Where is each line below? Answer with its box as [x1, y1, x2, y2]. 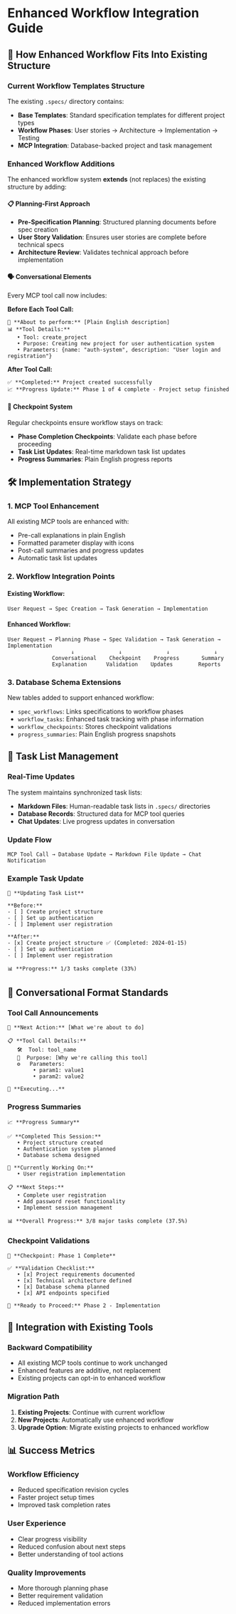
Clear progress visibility [17, 1534, 87, 1543]
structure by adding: [7, 183, 67, 192]
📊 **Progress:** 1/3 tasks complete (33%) [7, 965, 137, 973]
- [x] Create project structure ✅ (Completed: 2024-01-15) [7, 940, 187, 947]
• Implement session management [16, 1205, 113, 1212]
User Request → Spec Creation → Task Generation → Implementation [7, 605, 208, 612]
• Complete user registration [16, 1192, 107, 1199]
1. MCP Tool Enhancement [7, 501, 100, 511]
